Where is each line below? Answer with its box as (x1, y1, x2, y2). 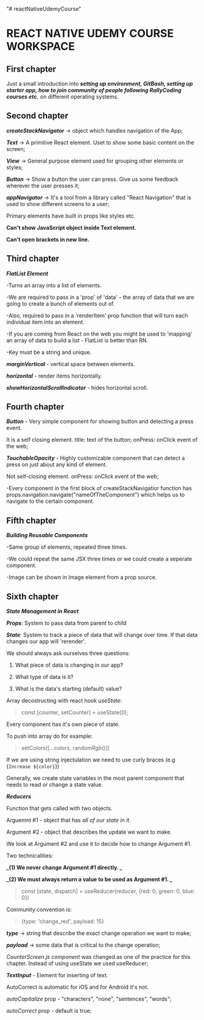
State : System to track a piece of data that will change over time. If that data (6, 631, 198, 639)
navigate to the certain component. (6, 497, 94, 505)
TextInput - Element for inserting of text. (6, 972, 108, 979)
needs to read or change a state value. (6, 781, 104, 788)
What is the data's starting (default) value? (15, 685, 122, 692)
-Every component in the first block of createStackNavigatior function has (6, 485, 192, 492)
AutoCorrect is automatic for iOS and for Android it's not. (6, 983, 149, 991)
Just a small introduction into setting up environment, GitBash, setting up (6, 80, 193, 87)
